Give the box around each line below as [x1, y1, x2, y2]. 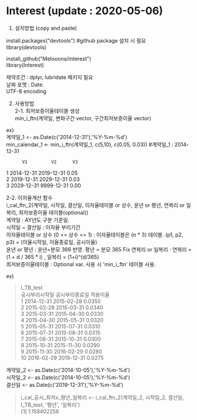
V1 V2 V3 [21, 159, 78, 165]
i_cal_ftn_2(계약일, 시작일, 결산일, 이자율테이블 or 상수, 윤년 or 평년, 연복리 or [6, 201, 185, 208]
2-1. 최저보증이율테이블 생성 [14, 107, 80, 114]
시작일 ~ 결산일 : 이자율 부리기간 [6, 224, 81, 231]
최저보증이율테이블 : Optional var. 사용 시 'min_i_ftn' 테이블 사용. [6, 260, 156, 267]
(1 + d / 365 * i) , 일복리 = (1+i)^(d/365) [6, 253, 99, 260]
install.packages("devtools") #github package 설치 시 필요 [6, 37, 146, 44]
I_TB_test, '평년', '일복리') [20, 401, 80, 408]
